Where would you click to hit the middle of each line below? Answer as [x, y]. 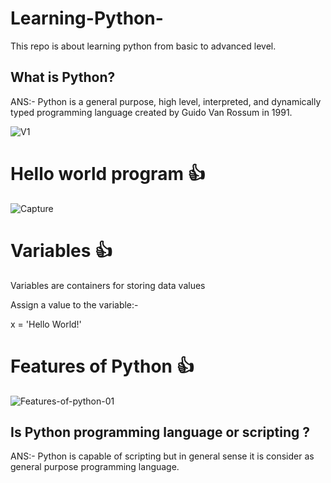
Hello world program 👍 [108, 173]
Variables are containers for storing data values [108, 285]
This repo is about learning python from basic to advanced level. [143, 46]
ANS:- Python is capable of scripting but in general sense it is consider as [162, 456]
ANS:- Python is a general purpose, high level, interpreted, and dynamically [166, 101]
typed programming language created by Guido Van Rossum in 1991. [151, 112]
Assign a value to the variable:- [74, 304]
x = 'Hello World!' [46, 324]
